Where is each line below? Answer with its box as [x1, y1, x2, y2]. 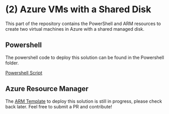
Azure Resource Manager [5, 84, 89, 93]
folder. [5, 60, 19, 66]
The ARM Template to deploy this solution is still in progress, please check [5, 98, 162, 104]
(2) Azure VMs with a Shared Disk [5, 4, 152, 15]
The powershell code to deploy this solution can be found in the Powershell [5, 54, 164, 60]
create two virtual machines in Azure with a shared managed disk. [5, 26, 145, 32]
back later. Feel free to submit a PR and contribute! [5, 103, 113, 109]
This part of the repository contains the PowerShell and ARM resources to [5, 20, 161, 27]
